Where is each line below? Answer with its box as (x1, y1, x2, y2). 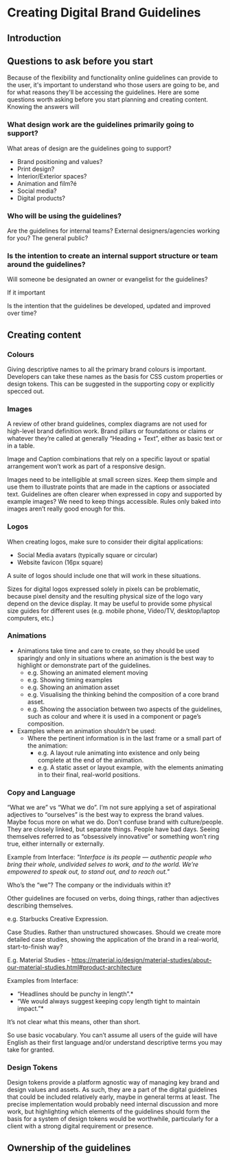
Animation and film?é (16, 179, 78, 187)
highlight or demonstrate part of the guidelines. (16, 661, 151, 669)
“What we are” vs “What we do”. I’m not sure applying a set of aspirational (7, 803, 216, 811)
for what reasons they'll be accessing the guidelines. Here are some (7, 88, 200, 97)
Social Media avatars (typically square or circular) (16, 550, 158, 559)
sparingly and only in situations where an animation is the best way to (16, 653, 214, 662)
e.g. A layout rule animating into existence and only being (37, 748, 200, 756)
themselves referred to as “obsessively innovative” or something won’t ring (7, 833, 220, 841)
